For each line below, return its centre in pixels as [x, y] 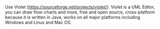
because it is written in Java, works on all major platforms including [73, 17]
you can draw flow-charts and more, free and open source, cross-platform [80, 12]
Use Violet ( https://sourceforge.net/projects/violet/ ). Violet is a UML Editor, [80, 7]
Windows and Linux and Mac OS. [38, 22]
